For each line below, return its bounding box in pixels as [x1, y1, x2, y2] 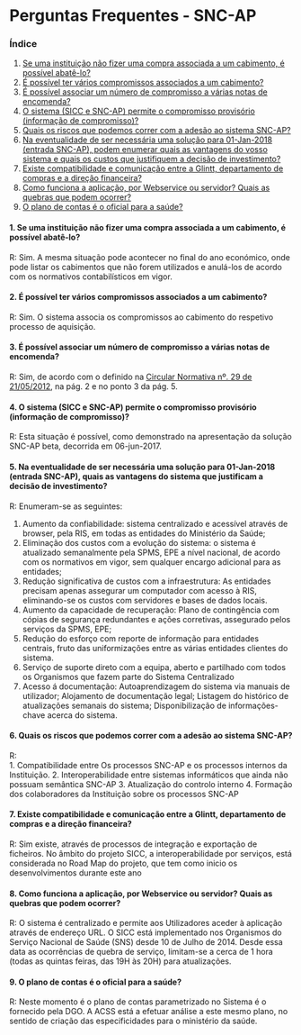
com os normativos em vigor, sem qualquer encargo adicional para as [22, 556, 281, 567]
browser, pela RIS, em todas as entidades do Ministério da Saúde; [22, 528, 266, 539]
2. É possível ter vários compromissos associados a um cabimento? [9, 292, 268, 303]
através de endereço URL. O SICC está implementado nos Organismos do [9, 927, 282, 938]
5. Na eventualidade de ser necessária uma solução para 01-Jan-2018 [9, 461, 276, 472]
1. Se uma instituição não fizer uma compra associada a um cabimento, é [9, 222, 286, 233]
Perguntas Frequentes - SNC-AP [9, 5, 257, 26]
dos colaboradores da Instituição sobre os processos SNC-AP [9, 788, 240, 799]
